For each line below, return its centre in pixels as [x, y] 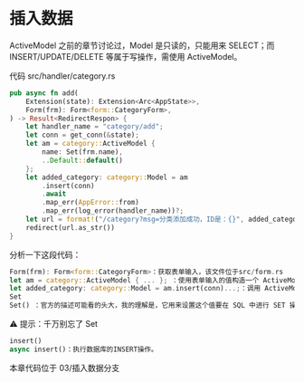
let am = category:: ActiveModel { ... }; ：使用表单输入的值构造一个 [134, 280]
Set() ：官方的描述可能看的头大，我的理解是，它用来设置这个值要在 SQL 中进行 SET [147, 306]
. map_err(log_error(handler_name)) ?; [113, 211]
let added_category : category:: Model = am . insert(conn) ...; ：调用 [135, 289]
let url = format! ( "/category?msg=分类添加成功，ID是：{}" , [135, 220]
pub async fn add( [44, 93]
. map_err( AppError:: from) [91, 203]
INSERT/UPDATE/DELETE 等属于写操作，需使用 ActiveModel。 [126, 56]
